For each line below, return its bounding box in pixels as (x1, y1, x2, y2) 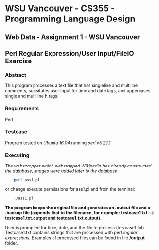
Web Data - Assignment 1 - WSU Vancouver (5, 33, 140, 41)
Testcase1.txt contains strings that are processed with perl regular (5, 229, 138, 235)
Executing (5, 152, 30, 159)
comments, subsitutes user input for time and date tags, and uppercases (5, 88, 151, 94)
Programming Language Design (5, 13, 136, 24)
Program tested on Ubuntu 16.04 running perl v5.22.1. (5, 140, 112, 146)
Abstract (5, 71, 27, 78)
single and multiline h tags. (5, 93, 59, 99)
